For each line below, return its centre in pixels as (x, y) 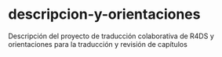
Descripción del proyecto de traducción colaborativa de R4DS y (111, 36)
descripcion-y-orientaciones (104, 14)
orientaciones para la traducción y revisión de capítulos (98, 44)
